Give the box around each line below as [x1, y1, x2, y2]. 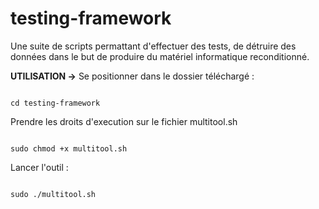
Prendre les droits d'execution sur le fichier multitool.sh [10, 115, 238, 127]
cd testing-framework [10, 98, 101, 108]
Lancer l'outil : [10, 161, 69, 173]
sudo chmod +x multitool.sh [10, 143, 128, 154]
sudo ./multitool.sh [10, 189, 97, 199]
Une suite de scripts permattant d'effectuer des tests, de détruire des [10, 40, 297, 52]
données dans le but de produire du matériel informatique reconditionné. [10, 50, 310, 62]
